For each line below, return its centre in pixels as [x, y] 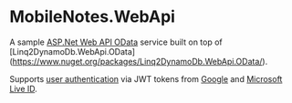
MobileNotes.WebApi [93, 17]
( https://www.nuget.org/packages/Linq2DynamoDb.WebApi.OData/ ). [139, 61]
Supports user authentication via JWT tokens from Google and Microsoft [146, 78]
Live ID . [24, 88]
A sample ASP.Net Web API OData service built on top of [116, 42]
